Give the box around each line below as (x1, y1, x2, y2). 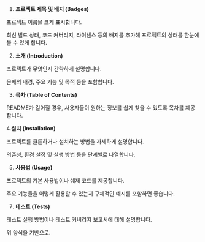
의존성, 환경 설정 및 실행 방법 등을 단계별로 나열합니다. (6, 151, 136, 158)
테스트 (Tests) (15, 203, 50, 210)
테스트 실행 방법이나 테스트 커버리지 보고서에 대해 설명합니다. (6, 216, 152, 223)
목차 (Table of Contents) (15, 91, 78, 98)
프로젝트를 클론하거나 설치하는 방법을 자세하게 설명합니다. (6, 138, 144, 145)
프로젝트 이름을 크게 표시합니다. (6, 18, 82, 26)
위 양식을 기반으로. (6, 229, 51, 236)
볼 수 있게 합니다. (6, 39, 48, 46)
